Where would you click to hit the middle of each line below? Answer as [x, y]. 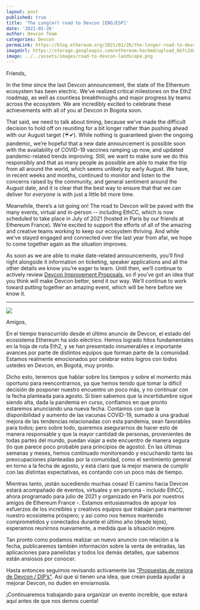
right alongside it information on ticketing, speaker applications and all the [97, 262]
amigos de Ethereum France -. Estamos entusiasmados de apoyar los [91, 502]
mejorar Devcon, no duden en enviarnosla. [58, 583]
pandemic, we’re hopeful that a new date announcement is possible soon [96, 143]
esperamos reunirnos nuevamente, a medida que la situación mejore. [91, 528]
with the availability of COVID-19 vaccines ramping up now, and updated [95, 149]
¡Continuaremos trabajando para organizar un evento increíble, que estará [97, 594]
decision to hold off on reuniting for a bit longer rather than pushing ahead [97, 128]
